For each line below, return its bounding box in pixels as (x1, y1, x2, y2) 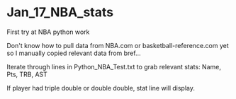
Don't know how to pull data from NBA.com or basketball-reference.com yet (6, 41, 230, 49)
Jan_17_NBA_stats (6, 4, 114, 21)
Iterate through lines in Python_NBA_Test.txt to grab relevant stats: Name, (6, 62, 221, 71)
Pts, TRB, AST (6, 70, 47, 78)
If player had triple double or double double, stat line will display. (6, 83, 196, 92)
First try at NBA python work (6, 28, 90, 36)
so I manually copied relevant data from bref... (6, 49, 141, 57)
